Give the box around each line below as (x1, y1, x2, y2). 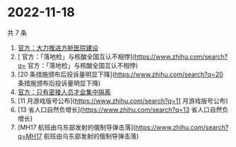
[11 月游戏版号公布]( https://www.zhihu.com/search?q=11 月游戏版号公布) (17, 96, 228, 105)
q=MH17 (17, 131, 42, 140)
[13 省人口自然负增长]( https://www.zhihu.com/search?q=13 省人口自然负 (17, 105, 229, 114)
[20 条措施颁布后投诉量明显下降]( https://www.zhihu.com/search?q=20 (17, 70, 224, 78)
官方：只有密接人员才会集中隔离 (17, 88, 111, 96)
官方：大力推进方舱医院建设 (17, 43, 99, 52)
